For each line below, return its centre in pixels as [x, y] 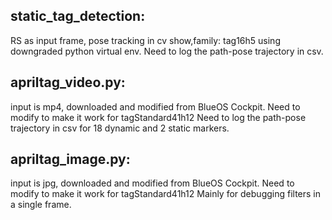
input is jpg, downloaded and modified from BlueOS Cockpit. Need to [152, 183]
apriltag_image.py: [70, 159]
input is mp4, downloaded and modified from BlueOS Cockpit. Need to [155, 106]
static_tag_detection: [78, 16]
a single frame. [41, 205]
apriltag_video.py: [68, 82]
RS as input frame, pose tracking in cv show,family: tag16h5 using [145, 40]
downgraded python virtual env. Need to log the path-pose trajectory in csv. [167, 51]
